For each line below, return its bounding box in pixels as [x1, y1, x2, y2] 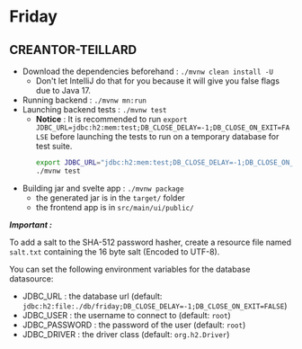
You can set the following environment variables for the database [9, 264, 251, 274]
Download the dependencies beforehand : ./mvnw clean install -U [22, 66, 274, 76]
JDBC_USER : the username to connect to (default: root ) [22, 309, 231, 320]
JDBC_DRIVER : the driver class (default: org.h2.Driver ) [22, 328, 230, 339]
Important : [9, 219, 52, 230]
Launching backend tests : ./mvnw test [22, 104, 167, 114]
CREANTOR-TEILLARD [9, 42, 138, 58]
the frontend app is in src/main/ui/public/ [35, 201, 195, 212]
